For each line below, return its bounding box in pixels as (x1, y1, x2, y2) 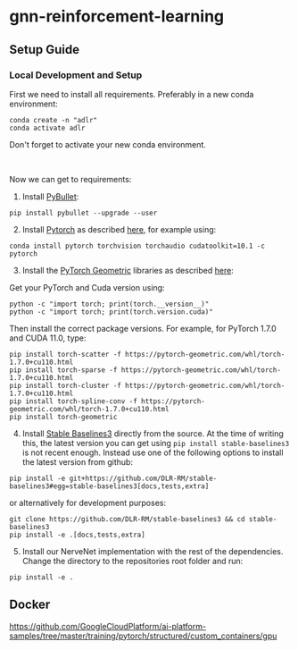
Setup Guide (9, 42, 80, 57)
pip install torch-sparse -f (9, 365, 118, 375)
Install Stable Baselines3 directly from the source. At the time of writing (21, 427, 284, 439)
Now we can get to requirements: (9, 173, 132, 184)
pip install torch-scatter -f (9, 350, 122, 359)
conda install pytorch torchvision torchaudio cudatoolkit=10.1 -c (9, 241, 266, 250)
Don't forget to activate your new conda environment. (9, 139, 207, 149)
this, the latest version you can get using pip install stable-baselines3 (21, 437, 290, 448)
